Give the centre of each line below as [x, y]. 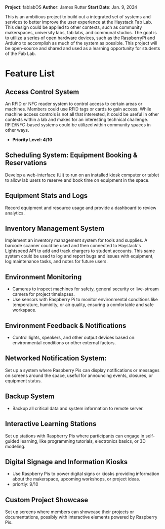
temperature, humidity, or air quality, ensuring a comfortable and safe [83, 305]
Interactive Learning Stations [51, 424]
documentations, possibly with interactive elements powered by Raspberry [81, 517]
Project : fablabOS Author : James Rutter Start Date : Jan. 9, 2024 [71, 7]
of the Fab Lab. [21, 53]
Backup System [30, 397]
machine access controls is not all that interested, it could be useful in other [82, 114]
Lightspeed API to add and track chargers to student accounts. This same [80, 251]
